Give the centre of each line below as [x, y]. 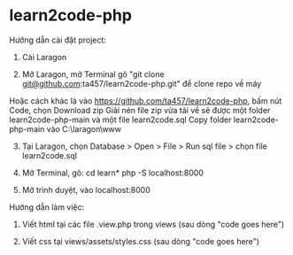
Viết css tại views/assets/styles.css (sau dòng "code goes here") [140, 241]
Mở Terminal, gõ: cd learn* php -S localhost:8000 [112, 173]
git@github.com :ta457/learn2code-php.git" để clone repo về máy [142, 83]
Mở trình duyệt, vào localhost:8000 [86, 189]
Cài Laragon [44, 57]
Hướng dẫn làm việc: [47, 207]
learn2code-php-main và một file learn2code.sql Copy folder [120, 120]
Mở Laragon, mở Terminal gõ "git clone [93, 74]
